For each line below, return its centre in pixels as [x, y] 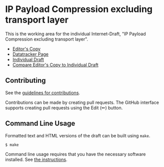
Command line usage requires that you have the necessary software [75, 154]
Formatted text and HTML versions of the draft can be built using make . [78, 135]
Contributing [25, 80]
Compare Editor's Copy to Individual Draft [55, 65]
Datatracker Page [30, 54]
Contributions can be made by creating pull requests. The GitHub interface [82, 102]
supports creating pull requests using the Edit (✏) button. [64, 108]
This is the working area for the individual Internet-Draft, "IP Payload [75, 34]
